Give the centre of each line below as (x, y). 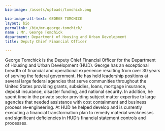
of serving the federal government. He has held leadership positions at (77, 76)
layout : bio (17, 23)
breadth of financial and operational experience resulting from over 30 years (83, 70)
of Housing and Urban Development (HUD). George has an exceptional (77, 65)
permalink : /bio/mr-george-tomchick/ (44, 28)
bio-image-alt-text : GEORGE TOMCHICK (44, 19)
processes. (16, 123)
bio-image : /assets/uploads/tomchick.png (48, 10)
